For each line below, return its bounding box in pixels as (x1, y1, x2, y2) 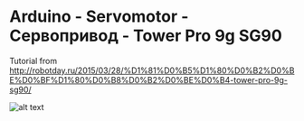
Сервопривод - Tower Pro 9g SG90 (9, 25, 282, 46)
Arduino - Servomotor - (9, 6, 189, 27)
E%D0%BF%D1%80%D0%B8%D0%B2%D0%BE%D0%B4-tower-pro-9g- (9, 74, 288, 85)
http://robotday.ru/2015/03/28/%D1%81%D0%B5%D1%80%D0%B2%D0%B (9, 65, 295, 76)
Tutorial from (9, 55, 57, 66)
